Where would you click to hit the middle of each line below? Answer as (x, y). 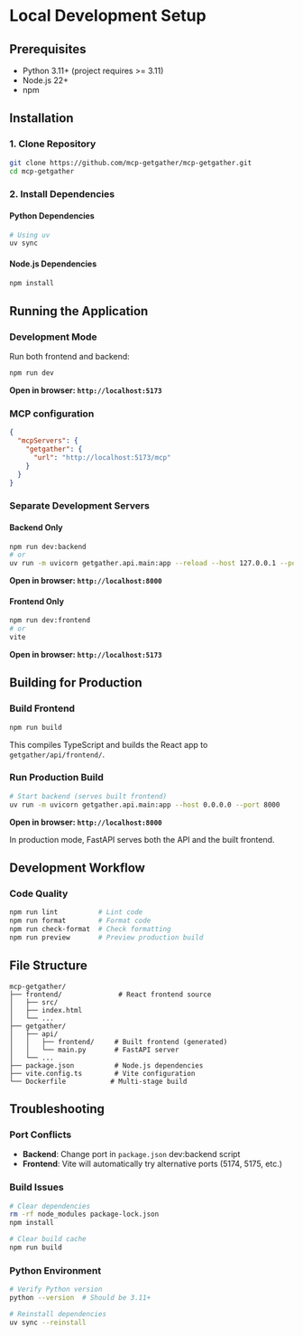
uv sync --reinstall (48, 1322)
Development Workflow (78, 868)
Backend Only (36, 527)
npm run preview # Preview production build (106, 937)
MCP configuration (52, 414)
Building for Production (76, 683)
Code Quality (39, 893)
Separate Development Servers (80, 506)
